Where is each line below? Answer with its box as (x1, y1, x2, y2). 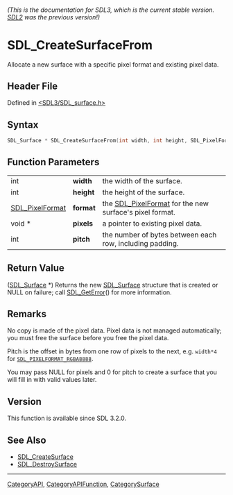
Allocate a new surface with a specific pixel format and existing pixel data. (7, 60, 219, 69)
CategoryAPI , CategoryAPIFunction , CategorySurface (7, 480, 159, 489)
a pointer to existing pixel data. (102, 219, 202, 228)
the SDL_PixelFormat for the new (102, 199, 209, 208)
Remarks (7, 308, 47, 320)
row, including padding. (102, 238, 179, 248)
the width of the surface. (102, 176, 182, 185)
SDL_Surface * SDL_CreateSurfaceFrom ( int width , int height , (7, 137, 188, 144)
